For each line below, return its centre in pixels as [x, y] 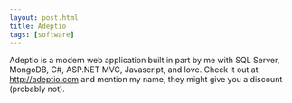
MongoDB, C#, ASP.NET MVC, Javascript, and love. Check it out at [134, 70]
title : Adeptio [38, 26]
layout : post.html [44, 18]
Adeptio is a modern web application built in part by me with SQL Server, [145, 61]
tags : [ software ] [42, 34]
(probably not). [37, 89]
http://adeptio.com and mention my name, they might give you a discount [146, 80]
